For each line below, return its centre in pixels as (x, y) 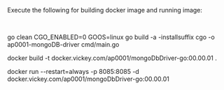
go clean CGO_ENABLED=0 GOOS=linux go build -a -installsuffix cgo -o (111, 37)
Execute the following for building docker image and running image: (105, 10)
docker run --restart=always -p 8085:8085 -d (73, 72)
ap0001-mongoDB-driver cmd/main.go (63, 44)
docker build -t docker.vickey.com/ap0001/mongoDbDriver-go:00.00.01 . (112, 58)
